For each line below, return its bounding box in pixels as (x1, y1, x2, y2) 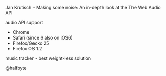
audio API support (5, 20, 43, 25)
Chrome (12, 29, 30, 35)
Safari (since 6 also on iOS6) (12, 35, 73, 41)
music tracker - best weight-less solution (5, 55, 91, 61)
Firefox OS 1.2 (12, 46, 42, 51)
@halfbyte (5, 65, 27, 71)
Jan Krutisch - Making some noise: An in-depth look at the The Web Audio (5, 5, 161, 10)
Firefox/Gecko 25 (12, 40, 49, 46)
